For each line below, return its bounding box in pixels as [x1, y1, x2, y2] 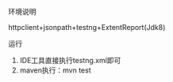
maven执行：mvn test [19, 65, 91, 75]
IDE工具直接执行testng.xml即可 [19, 56, 121, 65]
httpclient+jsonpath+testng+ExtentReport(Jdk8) [8, 23, 166, 32]
